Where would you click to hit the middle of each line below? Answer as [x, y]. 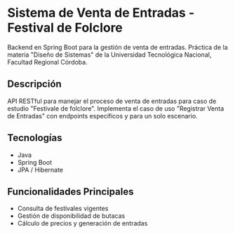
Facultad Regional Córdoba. [47, 62]
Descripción [34, 84]
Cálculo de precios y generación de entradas [82, 223]
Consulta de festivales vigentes [63, 209]
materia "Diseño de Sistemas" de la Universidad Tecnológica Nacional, [109, 55]
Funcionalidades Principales [70, 192]
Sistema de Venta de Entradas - [101, 13]
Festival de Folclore [65, 28]
